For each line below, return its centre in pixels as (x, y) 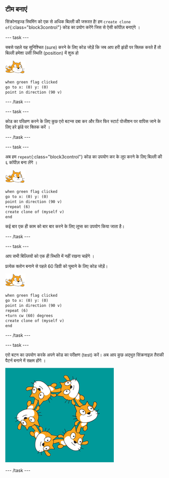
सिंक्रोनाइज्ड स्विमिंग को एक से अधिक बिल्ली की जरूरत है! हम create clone (68, 21)
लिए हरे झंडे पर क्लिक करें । (28, 127)
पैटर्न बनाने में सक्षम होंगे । (26, 361)
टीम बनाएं (16, 9)
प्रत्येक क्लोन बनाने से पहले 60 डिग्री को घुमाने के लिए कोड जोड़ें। (57, 266)
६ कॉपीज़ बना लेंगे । (22, 162)
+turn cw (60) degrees (29, 315)
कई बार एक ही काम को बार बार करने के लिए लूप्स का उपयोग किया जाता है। (65, 226)
